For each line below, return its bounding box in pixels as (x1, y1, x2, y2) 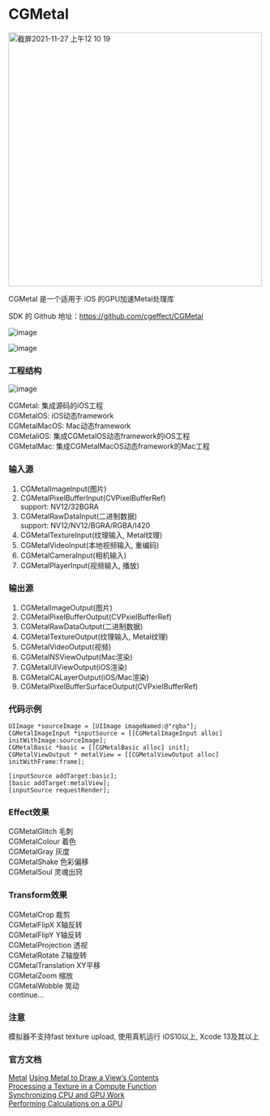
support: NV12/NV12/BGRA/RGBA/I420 (19, 520, 151, 530)
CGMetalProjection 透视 (8, 940, 88, 949)
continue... (8, 989, 45, 1000)
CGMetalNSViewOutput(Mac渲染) (19, 652, 133, 662)
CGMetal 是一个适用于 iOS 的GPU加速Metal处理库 (8, 293, 174, 303)
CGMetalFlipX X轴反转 (8, 919, 83, 929)
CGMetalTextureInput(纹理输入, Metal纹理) (19, 530, 163, 540)
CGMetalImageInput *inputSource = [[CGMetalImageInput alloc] (8, 729, 223, 738)
